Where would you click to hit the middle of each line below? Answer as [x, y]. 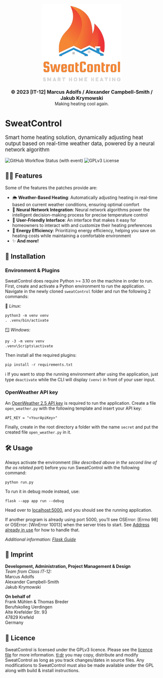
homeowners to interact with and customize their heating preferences [82, 225]
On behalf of [18, 597]
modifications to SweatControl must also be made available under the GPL [80, 665]
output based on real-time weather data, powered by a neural [80, 143]
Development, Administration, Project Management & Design [68, 567]
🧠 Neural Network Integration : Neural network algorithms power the [81, 210]
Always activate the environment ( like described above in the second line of [81, 462]
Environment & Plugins [32, 270]
